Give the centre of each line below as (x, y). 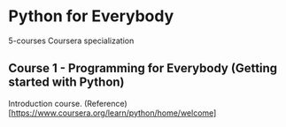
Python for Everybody (91, 16)
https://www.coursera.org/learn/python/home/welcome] (114, 113)
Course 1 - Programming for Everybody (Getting (143, 68)
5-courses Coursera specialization (71, 41)
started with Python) (66, 82)
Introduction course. (45, 103)
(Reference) (105, 103)
